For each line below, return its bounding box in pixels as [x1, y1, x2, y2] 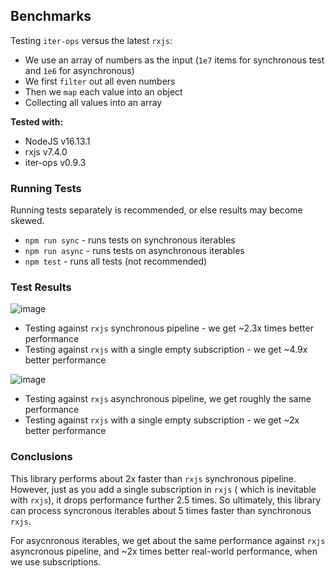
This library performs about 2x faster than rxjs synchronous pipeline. [10, 472, 297, 484]
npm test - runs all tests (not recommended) [24, 255, 208, 268]
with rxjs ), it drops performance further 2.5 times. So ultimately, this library [10, 494, 322, 506]
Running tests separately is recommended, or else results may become [10, 204, 303, 216]
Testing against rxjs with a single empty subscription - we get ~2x [24, 414, 300, 426]
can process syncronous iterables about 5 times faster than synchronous [10, 504, 312, 516]
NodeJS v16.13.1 [24, 135, 91, 147]
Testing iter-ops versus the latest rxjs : [10, 34, 173, 46]
